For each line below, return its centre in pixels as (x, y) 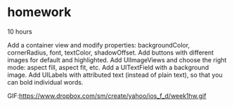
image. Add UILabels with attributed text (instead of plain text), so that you (115, 75)
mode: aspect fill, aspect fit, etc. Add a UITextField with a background (108, 67)
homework (39, 12)
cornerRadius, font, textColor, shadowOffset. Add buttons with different (111, 52)
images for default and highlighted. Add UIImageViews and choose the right (117, 59)
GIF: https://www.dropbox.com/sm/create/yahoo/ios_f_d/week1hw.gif (107, 96)
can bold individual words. (45, 82)
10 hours (20, 31)
